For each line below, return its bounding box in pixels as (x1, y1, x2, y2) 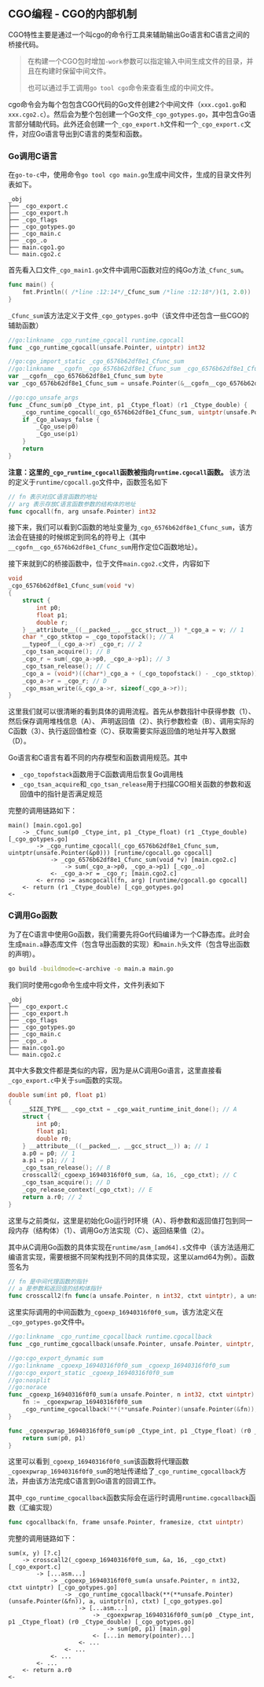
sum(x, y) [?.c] (8, 1549, 61, 1557)
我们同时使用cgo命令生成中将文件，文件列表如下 (8, 980, 165, 989)
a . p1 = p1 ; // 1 (22, 1157, 76, 1164)
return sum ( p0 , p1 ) (22, 1434, 86, 1442)
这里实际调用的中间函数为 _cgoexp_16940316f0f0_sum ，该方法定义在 (8, 1307, 224, 1317)
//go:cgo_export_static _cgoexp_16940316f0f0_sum (8, 1369, 174, 1377)
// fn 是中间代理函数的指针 (8, 1278, 88, 1285)
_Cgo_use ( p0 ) (36, 423, 79, 431)
